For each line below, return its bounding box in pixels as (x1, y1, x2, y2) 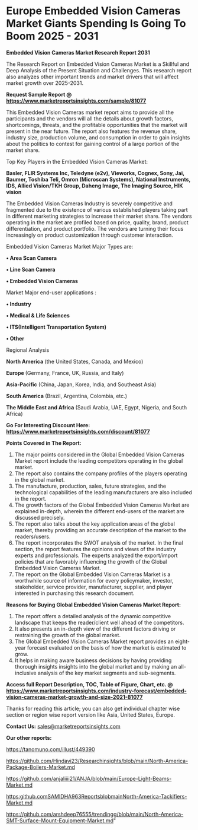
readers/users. (14, 533, 51, 540)
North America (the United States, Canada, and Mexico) (6, 358, 144, 365)
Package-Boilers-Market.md (6, 764, 76, 771)
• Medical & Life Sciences (6, 311, 70, 319)
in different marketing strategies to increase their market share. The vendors (6, 212, 192, 220)
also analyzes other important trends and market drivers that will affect (6, 73, 179, 80)
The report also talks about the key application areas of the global (14, 520, 176, 527)
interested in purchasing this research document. (14, 589, 135, 597)
